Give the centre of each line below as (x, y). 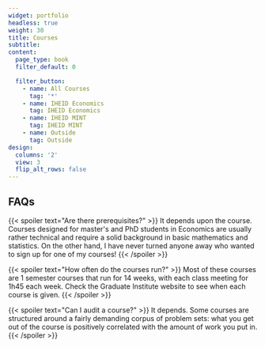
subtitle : (25, 45)
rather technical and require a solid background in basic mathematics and (128, 237)
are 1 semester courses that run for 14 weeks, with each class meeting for (129, 278)
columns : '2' (37, 155)
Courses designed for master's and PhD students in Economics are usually (130, 229)
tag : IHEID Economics (65, 111)
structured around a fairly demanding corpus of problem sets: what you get (131, 318)
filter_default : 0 (46, 67)
